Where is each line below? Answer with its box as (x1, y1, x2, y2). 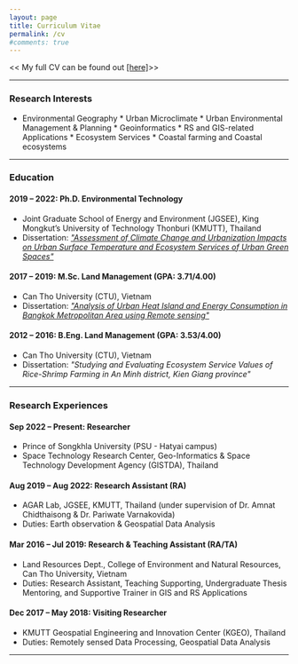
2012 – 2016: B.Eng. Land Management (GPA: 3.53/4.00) (9, 330, 222, 341)
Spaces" (21, 250, 54, 262)
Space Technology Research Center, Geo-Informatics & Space (21, 450, 251, 462)
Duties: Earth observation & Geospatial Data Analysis (21, 518, 216, 529)
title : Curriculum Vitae (9, 21, 101, 30)
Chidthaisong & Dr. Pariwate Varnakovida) (21, 510, 176, 520)
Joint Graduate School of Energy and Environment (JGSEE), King (21, 213, 259, 224)
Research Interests (9, 92, 93, 105)
